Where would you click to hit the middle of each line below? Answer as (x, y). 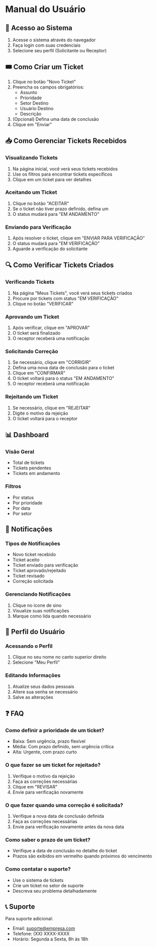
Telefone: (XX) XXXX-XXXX (41, 934)
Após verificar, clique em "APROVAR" (51, 328)
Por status (23, 497)
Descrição (31, 114)
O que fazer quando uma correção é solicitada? (64, 805)
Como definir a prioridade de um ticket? (55, 730)
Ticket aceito (26, 560)
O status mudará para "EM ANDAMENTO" (56, 214)
